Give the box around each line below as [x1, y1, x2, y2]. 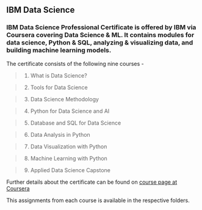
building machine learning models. [6, 46, 112, 54]
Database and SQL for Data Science [30, 119, 121, 126]
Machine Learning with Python [30, 154, 108, 162]
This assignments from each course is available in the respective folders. [6, 197, 190, 204]
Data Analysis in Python [30, 131, 90, 138]
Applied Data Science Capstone [30, 166, 111, 173]
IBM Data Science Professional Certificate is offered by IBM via [6, 23, 197, 32]
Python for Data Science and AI [30, 107, 110, 115]
